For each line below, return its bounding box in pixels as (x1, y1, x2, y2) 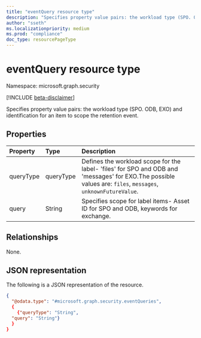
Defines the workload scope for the (81, 157, 181, 165)
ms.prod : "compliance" (6, 31, 63, 37)
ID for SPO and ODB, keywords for (81, 204, 178, 213)
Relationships (6, 232, 59, 243)
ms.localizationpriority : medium (6, 25, 90, 32)
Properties (6, 129, 47, 140)
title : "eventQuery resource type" (6, 8, 95, 15)
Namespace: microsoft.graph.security (6, 82, 100, 89)
